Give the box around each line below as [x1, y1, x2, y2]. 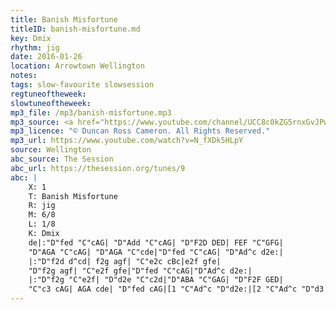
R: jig [28, 201, 56, 211]
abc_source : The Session [10, 154, 114, 164]
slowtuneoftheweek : [10, 98, 92, 108]
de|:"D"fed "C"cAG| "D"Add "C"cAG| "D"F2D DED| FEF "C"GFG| [28, 237, 284, 248]
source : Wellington [10, 145, 92, 155]
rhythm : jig [10, 42, 60, 53]
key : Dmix [10, 33, 52, 43]
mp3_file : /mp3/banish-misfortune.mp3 [10, 107, 172, 118]
